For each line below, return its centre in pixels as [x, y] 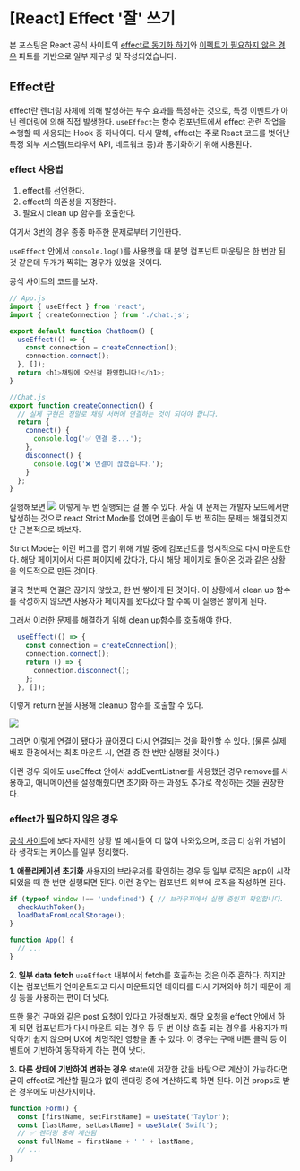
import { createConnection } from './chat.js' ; [100, 314]
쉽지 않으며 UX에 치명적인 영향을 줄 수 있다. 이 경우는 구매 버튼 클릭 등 [155, 1038]
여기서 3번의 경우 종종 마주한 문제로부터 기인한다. [95, 232]
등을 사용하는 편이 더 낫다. [64, 997]
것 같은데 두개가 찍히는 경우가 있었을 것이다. [86, 263]
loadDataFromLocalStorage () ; [72, 916]
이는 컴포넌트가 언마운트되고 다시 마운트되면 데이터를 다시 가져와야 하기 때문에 [146, 986]
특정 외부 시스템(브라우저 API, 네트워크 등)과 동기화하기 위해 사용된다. [131, 143]
